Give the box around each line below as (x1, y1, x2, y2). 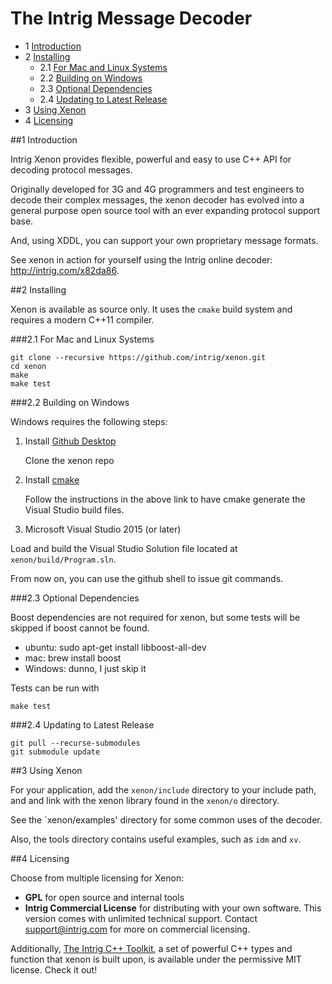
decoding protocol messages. (10, 163, 133, 176)
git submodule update (10, 747, 101, 757)
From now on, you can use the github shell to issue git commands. (10, 572, 284, 584)
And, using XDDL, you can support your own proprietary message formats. (10, 234, 319, 246)
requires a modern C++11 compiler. (10, 313, 155, 326)
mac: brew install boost (24, 652, 122, 664)
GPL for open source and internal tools (24, 891, 185, 903)
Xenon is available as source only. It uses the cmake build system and (10, 303, 293, 315)
